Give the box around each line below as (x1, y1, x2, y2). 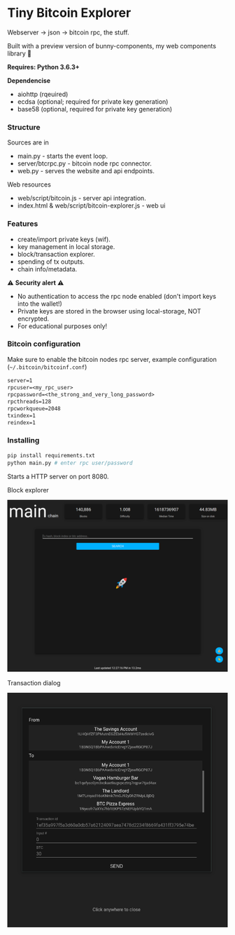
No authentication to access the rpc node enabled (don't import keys (17, 292, 217, 300)
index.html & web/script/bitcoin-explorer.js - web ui (17, 201, 166, 210)
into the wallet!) (17, 300, 63, 308)
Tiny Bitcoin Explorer (7, 5, 131, 21)
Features (7, 219, 38, 229)
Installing (7, 435, 40, 445)
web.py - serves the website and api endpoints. (17, 167, 155, 175)
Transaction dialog (7, 679, 61, 687)
